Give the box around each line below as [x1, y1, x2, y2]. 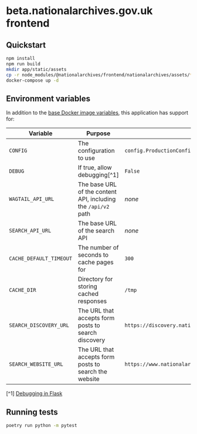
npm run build [6, 60, 41, 67]
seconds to [77, 251, 109, 259]
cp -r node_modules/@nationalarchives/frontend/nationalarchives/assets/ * [6, 72, 193, 78]
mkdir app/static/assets [6, 66, 67, 72]
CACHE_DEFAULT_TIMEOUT [9, 255, 72, 262]
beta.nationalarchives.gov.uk [6, 4, 153, 18]
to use [77, 154, 96, 162]
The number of [77, 244, 119, 252]
